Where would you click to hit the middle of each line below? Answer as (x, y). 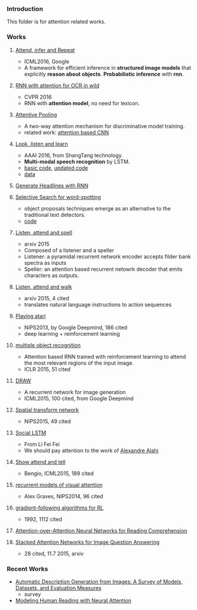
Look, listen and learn (42, 144)
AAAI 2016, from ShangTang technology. (73, 155)
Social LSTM (31, 433)
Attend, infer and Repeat (45, 50)
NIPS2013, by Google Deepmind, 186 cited (76, 327)
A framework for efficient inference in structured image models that (108, 67)
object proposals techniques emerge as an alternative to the (97, 208)
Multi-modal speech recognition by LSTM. (77, 161)
